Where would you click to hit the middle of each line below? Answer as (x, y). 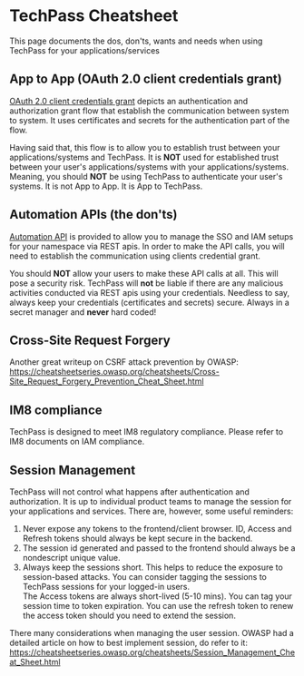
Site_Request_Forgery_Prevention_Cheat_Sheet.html (107, 381)
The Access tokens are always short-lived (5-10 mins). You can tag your (157, 596)
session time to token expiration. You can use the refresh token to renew (158, 606)
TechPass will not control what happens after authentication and (129, 492)
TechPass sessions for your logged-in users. (106, 587)
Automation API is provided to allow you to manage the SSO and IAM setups (152, 236)
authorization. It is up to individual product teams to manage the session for (151, 501)
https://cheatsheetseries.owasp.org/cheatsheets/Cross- (114, 372)
